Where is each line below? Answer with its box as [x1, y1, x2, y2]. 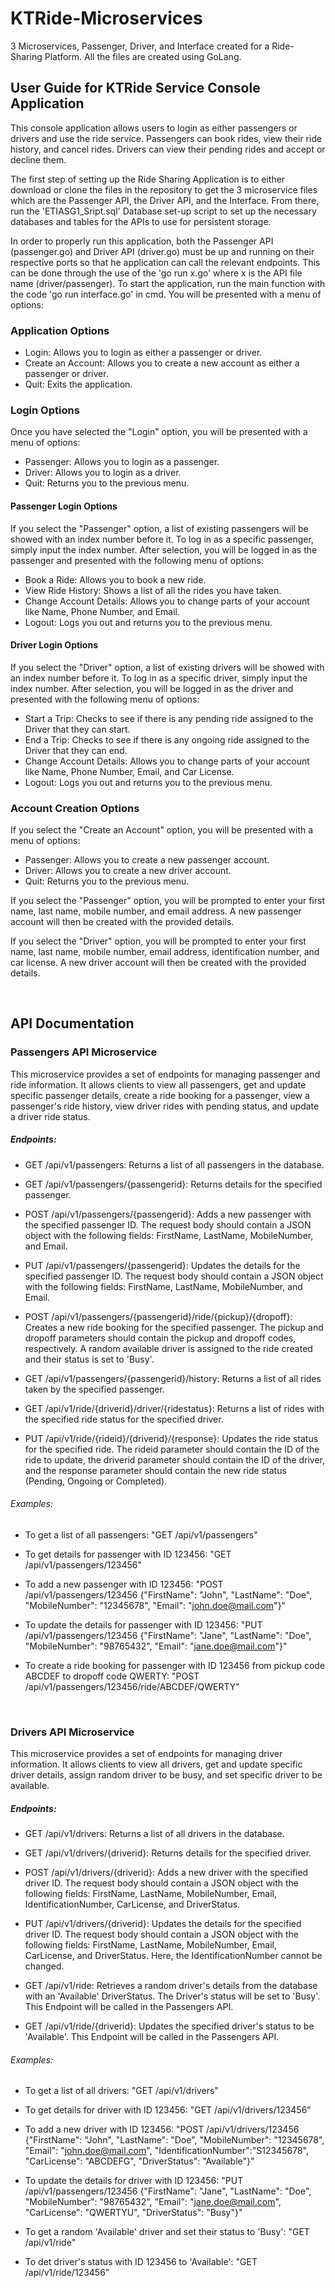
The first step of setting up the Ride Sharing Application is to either [10, 173, 286, 185]
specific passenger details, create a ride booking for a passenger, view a [10, 1089, 310, 1101]
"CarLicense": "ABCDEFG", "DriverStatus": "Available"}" [24, 2155, 255, 2167]
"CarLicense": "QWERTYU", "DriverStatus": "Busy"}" [24, 2207, 243, 2219]
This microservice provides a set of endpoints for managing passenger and [10, 1068, 321, 1080]
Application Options [10, 323, 110, 337]
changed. [24, 1960, 65, 1972]
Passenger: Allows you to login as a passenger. [24, 456, 220, 468]
